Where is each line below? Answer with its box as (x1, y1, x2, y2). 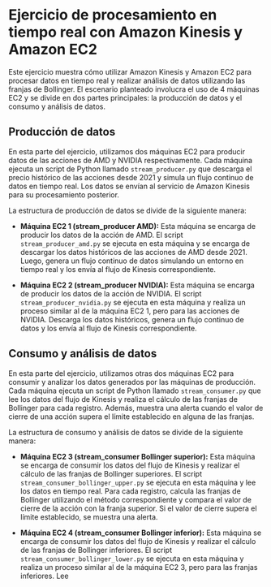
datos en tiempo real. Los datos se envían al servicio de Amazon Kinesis (8, 181, 250, 191)
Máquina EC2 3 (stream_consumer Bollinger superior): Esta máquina (19, 451, 256, 461)
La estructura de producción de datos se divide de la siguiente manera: (8, 205, 247, 215)
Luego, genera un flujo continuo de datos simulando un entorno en (19, 256, 244, 265)
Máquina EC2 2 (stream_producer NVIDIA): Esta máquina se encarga (19, 280, 256, 290)
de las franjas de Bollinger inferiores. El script (19, 545, 173, 555)
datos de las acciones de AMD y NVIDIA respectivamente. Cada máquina (8, 155, 253, 165)
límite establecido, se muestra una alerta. (19, 511, 158, 521)
